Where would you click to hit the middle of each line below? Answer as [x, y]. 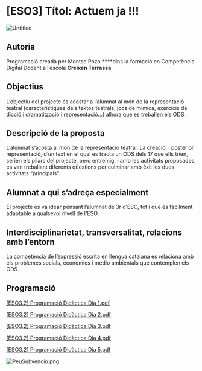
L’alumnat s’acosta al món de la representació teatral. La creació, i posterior [100, 148]
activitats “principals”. [33, 173]
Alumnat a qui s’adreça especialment [77, 192]
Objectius [25, 87]
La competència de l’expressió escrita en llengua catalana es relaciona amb [100, 256]
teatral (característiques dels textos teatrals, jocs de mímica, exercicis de [97, 108]
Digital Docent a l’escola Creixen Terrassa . [59, 68]
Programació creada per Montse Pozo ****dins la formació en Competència [100, 61]
